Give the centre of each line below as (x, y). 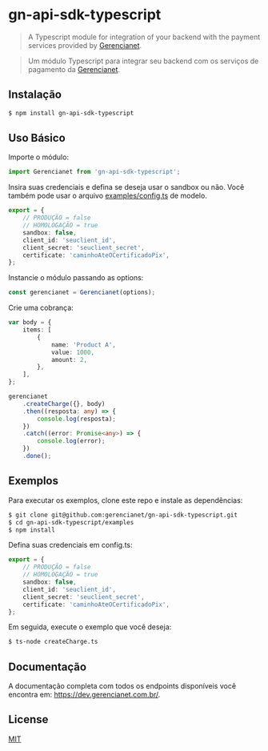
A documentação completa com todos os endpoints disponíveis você (122, 686)
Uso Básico (37, 138)
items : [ (37, 330)
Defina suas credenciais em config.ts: (71, 545)
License (28, 719)
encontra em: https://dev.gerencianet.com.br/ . (84, 695)
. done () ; (37, 456)
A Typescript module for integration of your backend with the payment (144, 37)
